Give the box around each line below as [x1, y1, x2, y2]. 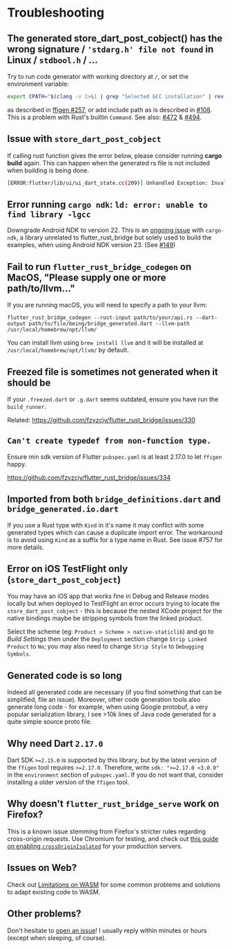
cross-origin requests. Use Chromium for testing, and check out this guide [7, 834, 219, 842]
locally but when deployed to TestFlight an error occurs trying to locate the [7, 599, 220, 608]
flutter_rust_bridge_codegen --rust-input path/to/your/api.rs [7, 314, 193, 321]
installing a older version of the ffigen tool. [7, 778, 130, 786]
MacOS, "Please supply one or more [7, 271, 166, 283]
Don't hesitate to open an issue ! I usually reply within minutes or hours [7, 926, 207, 934]
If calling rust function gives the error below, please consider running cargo [7, 151, 222, 160]
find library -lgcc [7, 209, 91, 219]
